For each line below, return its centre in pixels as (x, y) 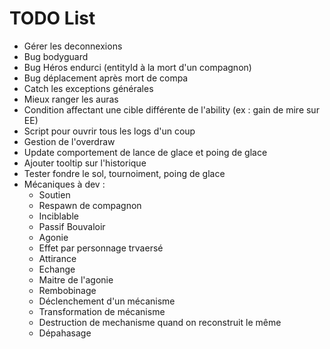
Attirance (57, 258)
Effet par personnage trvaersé (101, 248)
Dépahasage (65, 333)
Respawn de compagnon (90, 205)
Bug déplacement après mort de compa (106, 78)
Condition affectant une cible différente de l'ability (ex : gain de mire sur (171, 109)
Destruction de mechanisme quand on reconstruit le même (160, 322)
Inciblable (58, 216)
